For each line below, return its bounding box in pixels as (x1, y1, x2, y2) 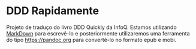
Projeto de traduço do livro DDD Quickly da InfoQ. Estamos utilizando (6, 24, 177, 31)
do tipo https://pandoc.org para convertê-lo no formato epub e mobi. (6, 36, 177, 43)
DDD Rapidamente (6, 4, 99, 18)
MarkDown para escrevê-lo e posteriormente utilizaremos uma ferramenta (6, 30, 190, 37)
